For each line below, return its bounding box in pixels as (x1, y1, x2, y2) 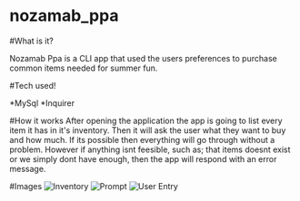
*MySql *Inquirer (9, 97, 75, 109)
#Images (9, 180, 43, 191)
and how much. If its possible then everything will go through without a (9, 134, 275, 145)
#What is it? (9, 35, 55, 46)
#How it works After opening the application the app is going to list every (9, 115, 284, 126)
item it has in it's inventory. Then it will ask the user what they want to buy (9, 124, 286, 136)
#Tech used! (9, 80, 56, 91)
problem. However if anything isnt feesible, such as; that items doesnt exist (9, 144, 291, 155)
